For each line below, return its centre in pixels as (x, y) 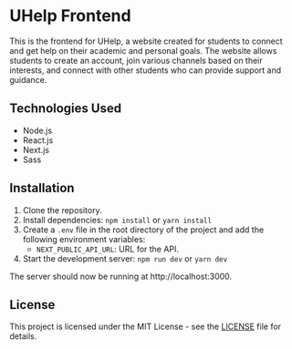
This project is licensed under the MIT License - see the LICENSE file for (145, 327)
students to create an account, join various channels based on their (136, 60)
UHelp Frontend (70, 16)
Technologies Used (65, 109)
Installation (42, 188)
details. (23, 336)
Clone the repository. (62, 210)
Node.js (37, 130)
